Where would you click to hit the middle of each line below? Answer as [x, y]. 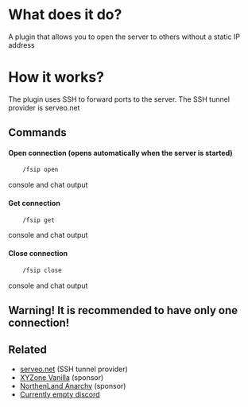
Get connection [35, 203]
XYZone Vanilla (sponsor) [62, 377]
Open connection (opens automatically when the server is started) [120, 153]
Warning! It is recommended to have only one [123, 310]
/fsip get [39, 220]
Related [28, 350]
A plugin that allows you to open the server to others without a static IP [124, 37]
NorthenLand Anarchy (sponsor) [73, 386]
